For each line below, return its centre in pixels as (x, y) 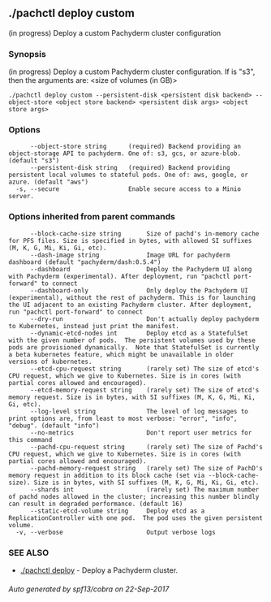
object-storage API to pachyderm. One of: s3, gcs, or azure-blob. (125, 154)
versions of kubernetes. (50, 362)
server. (22, 197)
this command (30, 440)
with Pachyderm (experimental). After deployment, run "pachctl (119, 276)
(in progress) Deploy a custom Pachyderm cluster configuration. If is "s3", (132, 71)
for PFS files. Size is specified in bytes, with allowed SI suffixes (130, 240)
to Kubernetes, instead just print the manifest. (94, 326)
